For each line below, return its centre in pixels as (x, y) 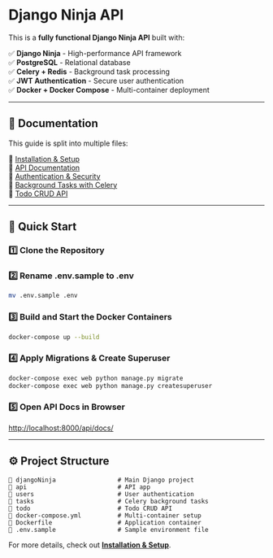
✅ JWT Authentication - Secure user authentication (96, 81)
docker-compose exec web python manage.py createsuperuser (110, 386)
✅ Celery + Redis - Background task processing (89, 72)
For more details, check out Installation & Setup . (90, 545)
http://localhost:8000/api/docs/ (61, 428)
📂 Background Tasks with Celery (63, 185)
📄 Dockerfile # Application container (105, 522)
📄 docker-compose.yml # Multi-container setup (105, 515)
